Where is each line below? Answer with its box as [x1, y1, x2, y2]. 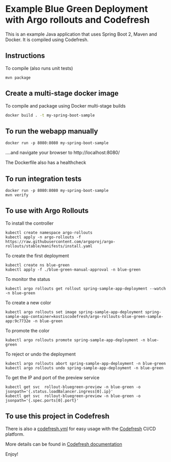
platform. [5, 431, 25, 437]
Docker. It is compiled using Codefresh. [5, 37, 89, 43]
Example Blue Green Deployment [5, 3, 148, 15]
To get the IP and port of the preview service [5, 374, 100, 381]
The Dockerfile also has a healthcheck [5, 159, 87, 166]
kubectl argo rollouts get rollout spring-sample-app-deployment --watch [5, 286, 166, 291]
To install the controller [5, 220, 54, 226]
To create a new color [5, 299, 51, 306]
